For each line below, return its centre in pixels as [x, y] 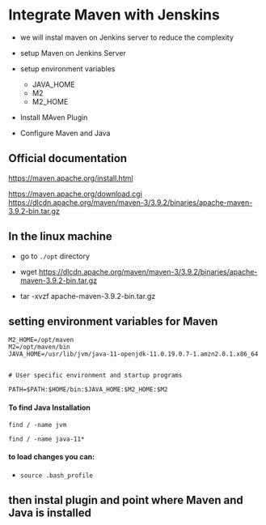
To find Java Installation [50, 408]
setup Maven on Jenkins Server [73, 53]
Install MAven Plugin [54, 117]
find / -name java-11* [46, 439]
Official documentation [68, 158]
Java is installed [50, 513]
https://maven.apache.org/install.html [71, 178]
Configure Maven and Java [65, 133]
